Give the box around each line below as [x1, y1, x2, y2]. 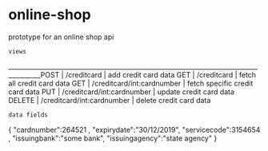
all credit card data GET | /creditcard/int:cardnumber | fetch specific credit [8, 78, 254, 88]
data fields [8, 110, 48, 119]
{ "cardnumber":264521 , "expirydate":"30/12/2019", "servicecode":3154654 [8, 125, 261, 134]
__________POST [8, 70, 60, 79]
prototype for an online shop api [8, 32, 114, 42]
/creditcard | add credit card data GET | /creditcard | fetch [65, 70, 257, 79]
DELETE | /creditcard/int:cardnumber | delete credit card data [8, 95, 211, 105]
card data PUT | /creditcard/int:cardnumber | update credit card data [8, 86, 234, 97]
